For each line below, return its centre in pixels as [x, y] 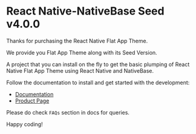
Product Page [32, 101]
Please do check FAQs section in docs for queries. [68, 112]
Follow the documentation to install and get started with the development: [98, 82]
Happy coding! [25, 124]
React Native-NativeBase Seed [85, 11]
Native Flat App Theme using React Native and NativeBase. [80, 70]
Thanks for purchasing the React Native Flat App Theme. [77, 41]
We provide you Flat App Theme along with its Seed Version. [82, 52]
